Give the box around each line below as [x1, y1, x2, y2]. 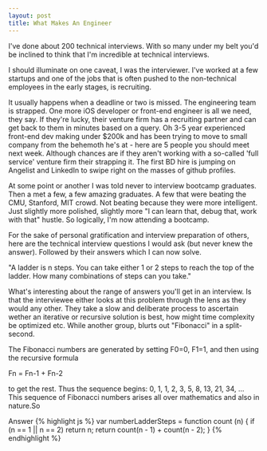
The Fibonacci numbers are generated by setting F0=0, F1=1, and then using [8, 344, 259, 354]
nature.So [8, 401, 41, 410]
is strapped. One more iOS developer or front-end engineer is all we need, [8, 105, 252, 116]
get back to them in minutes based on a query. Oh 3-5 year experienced [8, 123, 245, 133]
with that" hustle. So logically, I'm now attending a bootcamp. [8, 215, 210, 224]
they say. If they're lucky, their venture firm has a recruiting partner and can [8, 114, 257, 124]
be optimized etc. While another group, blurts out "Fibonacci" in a [8, 320, 224, 330]
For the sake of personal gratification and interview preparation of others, [8, 230, 249, 239]
